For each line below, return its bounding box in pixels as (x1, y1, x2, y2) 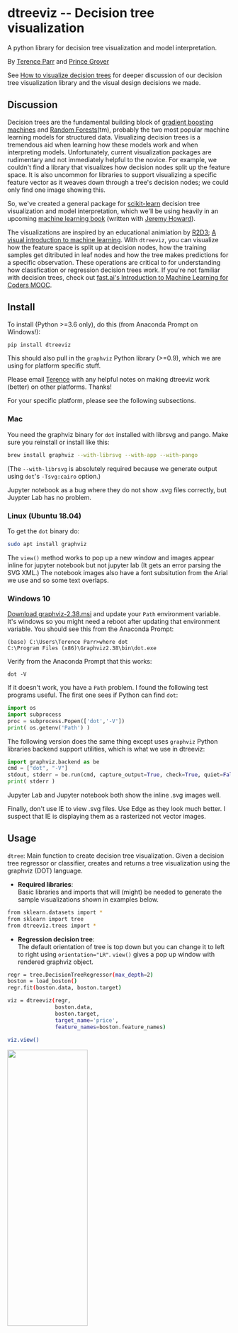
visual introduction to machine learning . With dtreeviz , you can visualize (7, 235, 219, 244)
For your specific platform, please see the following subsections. (7, 397, 196, 405)
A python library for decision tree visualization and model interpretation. (7, 43, 217, 52)
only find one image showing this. (7, 186, 106, 194)
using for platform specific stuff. (7, 361, 101, 370)
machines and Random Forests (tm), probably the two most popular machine (7, 125, 229, 134)
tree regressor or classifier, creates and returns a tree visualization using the (7, 858, 230, 867)
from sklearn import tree (7, 915, 84, 922)
